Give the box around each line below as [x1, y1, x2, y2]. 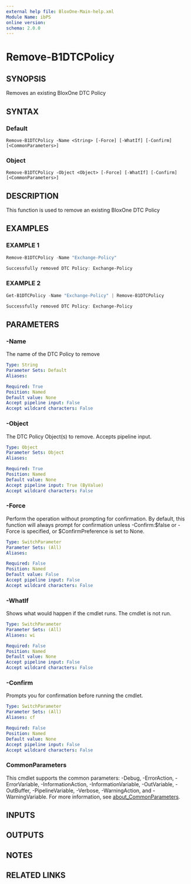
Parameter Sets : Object [6, 450, 65, 456]
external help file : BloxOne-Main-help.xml [6, 8, 115, 15]
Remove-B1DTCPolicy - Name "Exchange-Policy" [6, 255, 117, 260]
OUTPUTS [6, 830, 44, 840]
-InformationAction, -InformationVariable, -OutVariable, [41, 780, 175, 787]
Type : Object [6, 444, 38, 450]
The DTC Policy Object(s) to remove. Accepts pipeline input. [6, 433, 152, 440]
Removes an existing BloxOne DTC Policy [6, 90, 106, 97]
